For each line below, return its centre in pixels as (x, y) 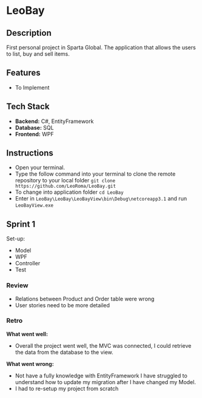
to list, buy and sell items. (38, 54)
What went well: (27, 334)
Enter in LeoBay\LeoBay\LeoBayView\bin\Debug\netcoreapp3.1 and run (101, 199)
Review (17, 285)
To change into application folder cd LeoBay (69, 192)
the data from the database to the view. (64, 352)
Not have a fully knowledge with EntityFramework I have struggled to (101, 376)
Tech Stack (28, 107)
